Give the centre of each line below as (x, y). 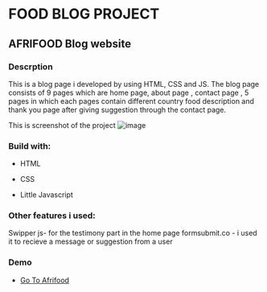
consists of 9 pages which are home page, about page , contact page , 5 (129, 93)
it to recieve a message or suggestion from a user (90, 241)
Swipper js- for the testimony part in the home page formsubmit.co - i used (133, 233)
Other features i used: (52, 216)
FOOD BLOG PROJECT (84, 14)
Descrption (31, 67)
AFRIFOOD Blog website (70, 44)
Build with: (30, 146)
